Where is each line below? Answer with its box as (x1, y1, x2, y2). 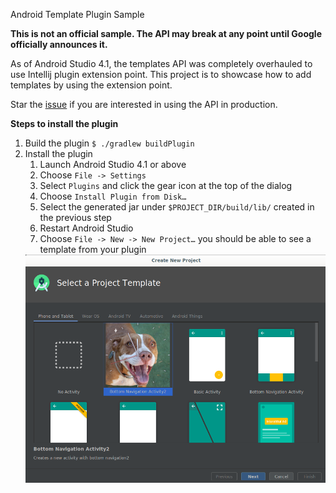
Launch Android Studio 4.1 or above (39, 159, 187, 170)
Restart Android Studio (39, 222, 134, 234)
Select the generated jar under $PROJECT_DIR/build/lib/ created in (39, 201, 315, 213)
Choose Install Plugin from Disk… (39, 190, 187, 202)
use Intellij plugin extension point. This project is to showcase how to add (10, 69, 312, 80)
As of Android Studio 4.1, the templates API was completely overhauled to (10, 58, 313, 69)
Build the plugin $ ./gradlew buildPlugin (24, 137, 195, 149)
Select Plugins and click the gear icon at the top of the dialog (39, 180, 293, 191)
